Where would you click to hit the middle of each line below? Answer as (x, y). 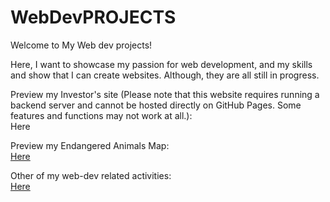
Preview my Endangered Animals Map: (90, 145)
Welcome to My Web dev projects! (81, 45)
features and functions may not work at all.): (101, 115)
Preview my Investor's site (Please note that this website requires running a (165, 94)
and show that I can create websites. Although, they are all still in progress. (165, 75)
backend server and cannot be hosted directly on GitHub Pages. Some (156, 105)
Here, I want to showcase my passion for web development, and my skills (161, 64)
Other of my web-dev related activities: (91, 175)
